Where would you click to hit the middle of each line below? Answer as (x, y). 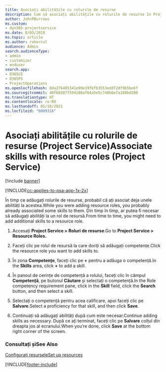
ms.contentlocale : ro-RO (31, 102)
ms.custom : (16, 24)
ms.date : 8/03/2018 (25, 33)
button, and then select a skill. (43, 291)
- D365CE (14, 74)
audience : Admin (22, 47)
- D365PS (14, 79)
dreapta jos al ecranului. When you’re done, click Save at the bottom (81, 326)
